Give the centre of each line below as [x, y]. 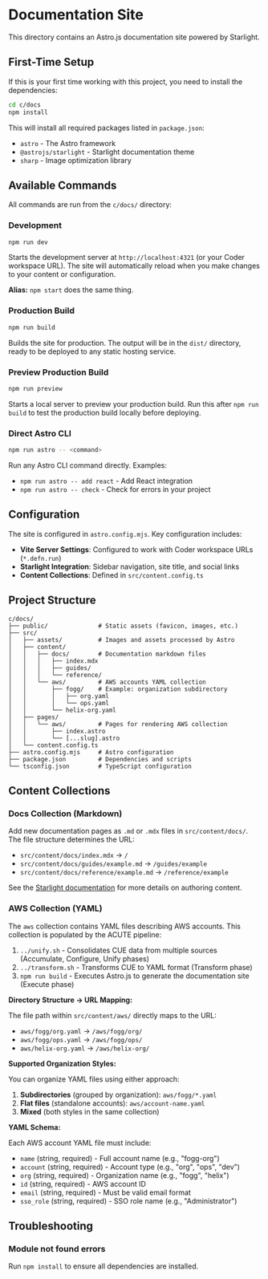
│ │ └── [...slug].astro [64, 738]
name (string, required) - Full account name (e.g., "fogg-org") [120, 1158]
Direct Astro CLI [40, 433]
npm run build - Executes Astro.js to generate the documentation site [135, 976]
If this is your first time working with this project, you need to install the [126, 81]
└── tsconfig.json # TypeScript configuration [100, 766]
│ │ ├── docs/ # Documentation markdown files [107, 654]
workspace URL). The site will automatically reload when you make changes [134, 266]
